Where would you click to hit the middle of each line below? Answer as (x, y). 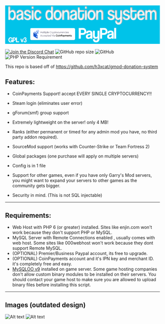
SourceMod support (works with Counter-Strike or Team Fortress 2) (81, 147)
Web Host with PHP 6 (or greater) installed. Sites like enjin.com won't (82, 227)
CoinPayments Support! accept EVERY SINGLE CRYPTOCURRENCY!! (82, 94)
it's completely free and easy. (42, 264)
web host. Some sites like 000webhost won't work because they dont (83, 243)
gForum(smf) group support (41, 113)
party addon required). (35, 137)
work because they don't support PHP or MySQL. (62, 232)
